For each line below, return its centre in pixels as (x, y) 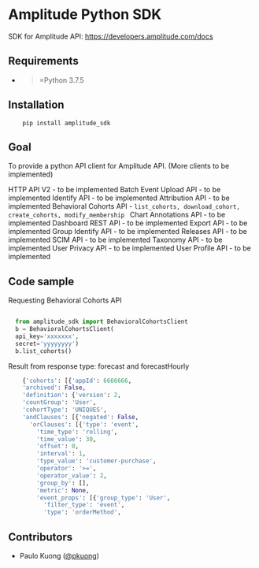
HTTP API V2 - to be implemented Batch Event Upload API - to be (115, 190)
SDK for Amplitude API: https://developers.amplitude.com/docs (111, 36)
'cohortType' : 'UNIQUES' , (65, 410)
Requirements (43, 61)
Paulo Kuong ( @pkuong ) (59, 556)
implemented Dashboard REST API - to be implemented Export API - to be (128, 223)
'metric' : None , (63, 490)
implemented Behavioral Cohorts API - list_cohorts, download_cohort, (124, 206)
